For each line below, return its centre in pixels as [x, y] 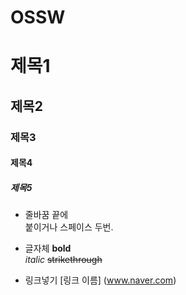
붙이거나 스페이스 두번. [69, 227]
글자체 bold [48, 248]
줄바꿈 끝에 [46, 215]
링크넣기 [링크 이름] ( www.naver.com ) [100, 280]
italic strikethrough [63, 260]
